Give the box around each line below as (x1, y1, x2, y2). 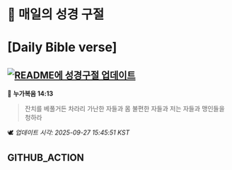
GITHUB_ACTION (7, 152, 85, 164)
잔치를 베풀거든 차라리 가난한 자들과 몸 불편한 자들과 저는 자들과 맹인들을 (24, 104, 225, 113)
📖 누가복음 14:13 (7, 89, 54, 98)
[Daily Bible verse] (7, 40, 117, 55)
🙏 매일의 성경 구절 (7, 6, 105, 23)
